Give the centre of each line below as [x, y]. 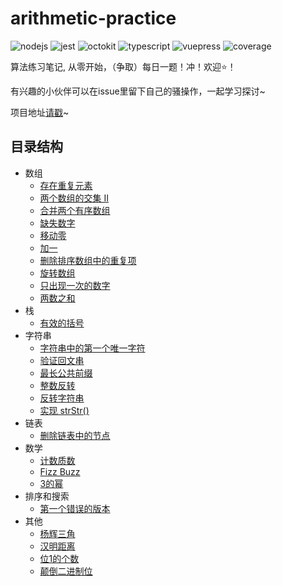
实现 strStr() [64, 410]
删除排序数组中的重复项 [88, 260]
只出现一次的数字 [75, 285]
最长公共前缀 [66, 373]
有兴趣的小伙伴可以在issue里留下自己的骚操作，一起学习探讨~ [138, 91]
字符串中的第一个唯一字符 [92, 348]
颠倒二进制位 [66, 571]
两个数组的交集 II [74, 198]
